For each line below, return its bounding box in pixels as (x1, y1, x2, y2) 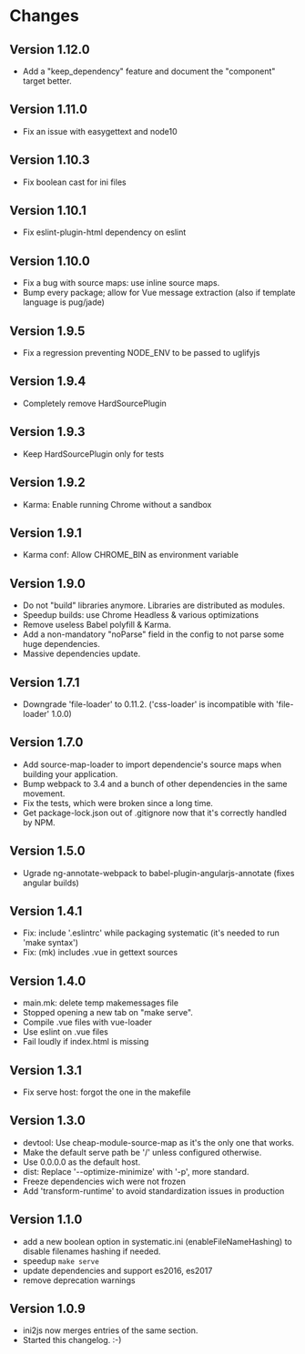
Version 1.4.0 (9, 973, 86, 988)
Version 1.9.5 (9, 323, 86, 338)
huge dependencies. (22, 639, 100, 650)
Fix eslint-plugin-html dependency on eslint (22, 227, 187, 237)
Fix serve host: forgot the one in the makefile (22, 1086, 191, 1097)
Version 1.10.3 (9, 152, 90, 168)
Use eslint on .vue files (22, 1026, 109, 1037)
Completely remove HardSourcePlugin (22, 398, 167, 409)
